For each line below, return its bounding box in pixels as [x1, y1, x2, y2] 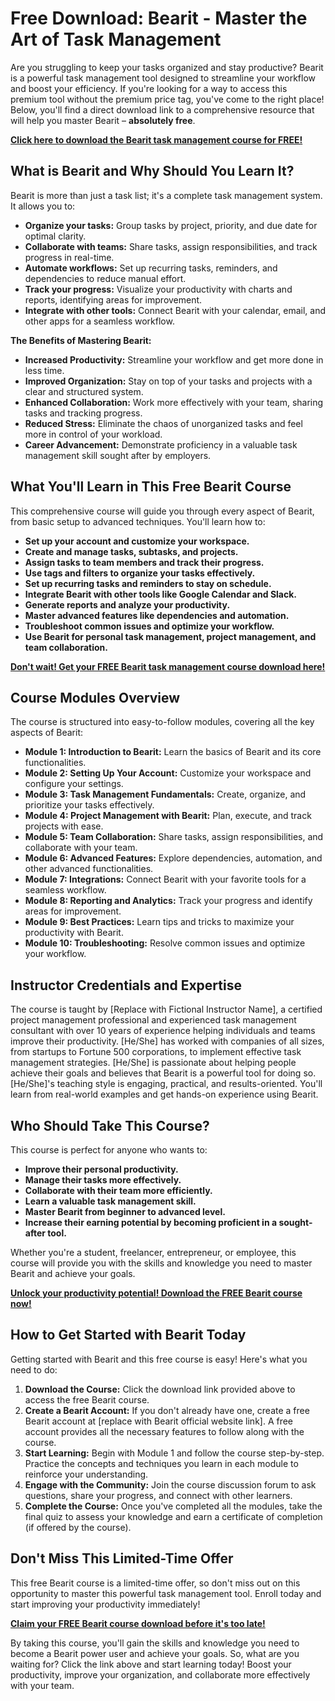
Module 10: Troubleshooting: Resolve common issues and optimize [24, 937, 306, 949]
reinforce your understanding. [24, 1468, 149, 1480]
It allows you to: [10, 200, 76, 212]
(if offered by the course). [24, 1521, 132, 1533]
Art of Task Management [10, 28, 222, 51]
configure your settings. [24, 778, 124, 790]
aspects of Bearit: [10, 727, 83, 739]
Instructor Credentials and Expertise [10, 977, 242, 994]
